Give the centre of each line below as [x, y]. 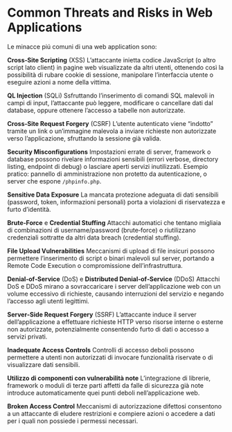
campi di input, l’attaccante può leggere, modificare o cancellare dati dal [110, 102]
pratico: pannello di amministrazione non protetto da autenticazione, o [107, 174]
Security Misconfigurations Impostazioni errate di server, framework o [109, 152]
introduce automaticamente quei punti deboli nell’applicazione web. [104, 393]
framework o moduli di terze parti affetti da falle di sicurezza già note [106, 385]
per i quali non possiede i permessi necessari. [73, 421]
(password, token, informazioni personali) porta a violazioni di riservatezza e [116, 201]
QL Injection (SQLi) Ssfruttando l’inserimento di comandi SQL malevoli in [111, 96]
